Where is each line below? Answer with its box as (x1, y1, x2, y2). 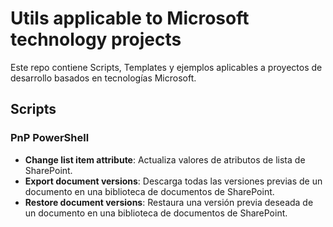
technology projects (10, 28, 182, 51)
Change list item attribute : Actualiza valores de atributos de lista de (24, 153, 306, 166)
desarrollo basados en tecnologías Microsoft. (10, 72, 197, 84)
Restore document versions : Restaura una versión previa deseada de (24, 196, 314, 208)
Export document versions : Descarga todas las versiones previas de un (24, 175, 323, 187)
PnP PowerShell (10, 131, 90, 145)
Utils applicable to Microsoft (10, 7, 250, 30)
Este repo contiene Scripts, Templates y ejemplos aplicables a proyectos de (10, 61, 323, 73)
